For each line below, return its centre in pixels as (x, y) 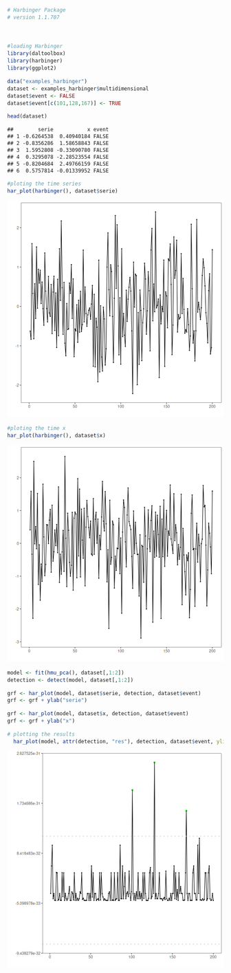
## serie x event (58, 130)
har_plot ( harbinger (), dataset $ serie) (63, 191)
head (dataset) (27, 116)
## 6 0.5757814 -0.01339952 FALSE (58, 171)
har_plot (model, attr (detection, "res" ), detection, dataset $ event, (113, 741)
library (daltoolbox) (37, 54)
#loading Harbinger (35, 46)
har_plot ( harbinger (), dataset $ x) (57, 435)
